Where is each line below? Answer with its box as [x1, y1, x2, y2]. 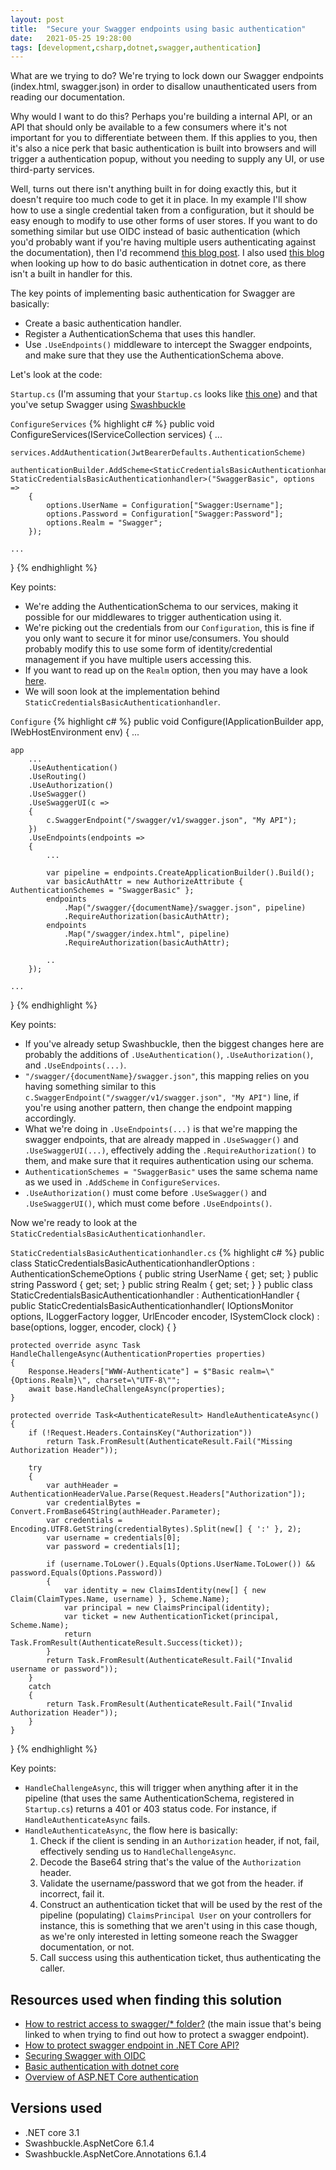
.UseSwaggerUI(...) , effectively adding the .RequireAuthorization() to [24, 1144, 317, 1156]
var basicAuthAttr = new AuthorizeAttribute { [46, 877, 244, 887]
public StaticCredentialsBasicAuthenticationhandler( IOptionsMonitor [10, 1300, 294, 1312]
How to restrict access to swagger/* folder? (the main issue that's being [24, 2018, 322, 2030]
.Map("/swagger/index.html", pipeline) [63, 929, 230, 940]
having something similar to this [24, 1081, 157, 1093]
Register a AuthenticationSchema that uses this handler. [24, 328, 256, 340]
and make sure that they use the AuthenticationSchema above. [24, 349, 285, 361]
